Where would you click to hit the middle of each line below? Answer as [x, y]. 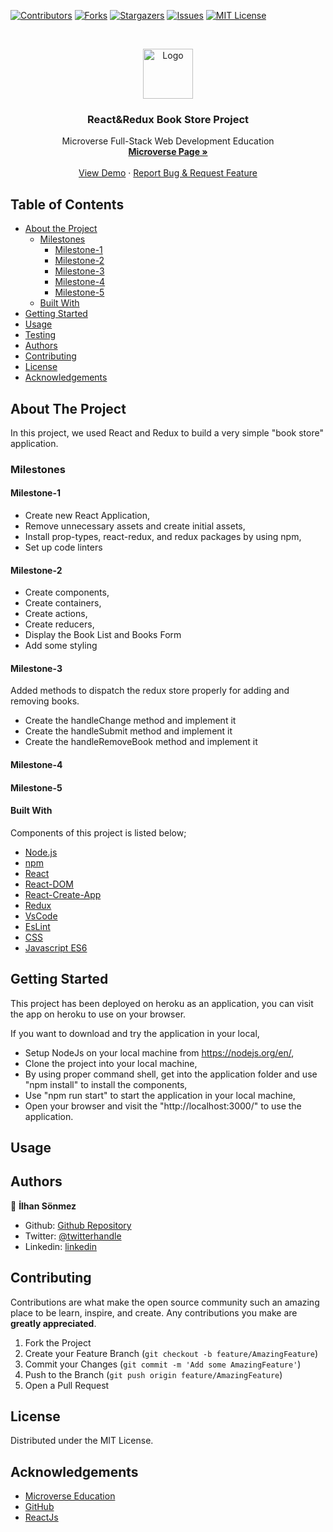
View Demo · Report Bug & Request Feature [168, 173]
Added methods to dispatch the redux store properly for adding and [150, 691]
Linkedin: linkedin [60, 1246]
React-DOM [49, 884]
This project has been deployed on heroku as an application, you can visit [162, 1003]
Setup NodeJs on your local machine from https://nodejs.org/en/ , [159, 1052]
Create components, [67, 592]
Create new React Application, [87, 516]
